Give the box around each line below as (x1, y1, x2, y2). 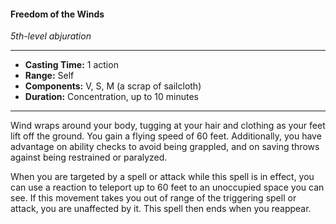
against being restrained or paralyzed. (10, 151, 168, 164)
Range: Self (24, 70, 75, 82)
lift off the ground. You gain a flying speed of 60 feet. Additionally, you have (10, 130, 322, 142)
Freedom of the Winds (10, 8, 105, 20)
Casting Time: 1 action (24, 59, 119, 71)
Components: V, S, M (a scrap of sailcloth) (24, 80, 202, 92)
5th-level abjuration (10, 30, 92, 42)
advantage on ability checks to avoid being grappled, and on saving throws (10, 141, 320, 153)
